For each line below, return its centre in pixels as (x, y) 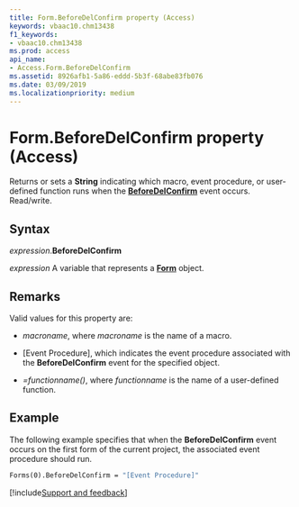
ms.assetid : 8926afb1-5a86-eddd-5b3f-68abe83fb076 (106, 77)
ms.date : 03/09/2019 (48, 85)
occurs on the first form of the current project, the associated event (135, 449)
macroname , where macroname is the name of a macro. (127, 336)
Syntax (30, 229)
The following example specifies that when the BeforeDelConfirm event (143, 439)
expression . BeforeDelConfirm (66, 251)
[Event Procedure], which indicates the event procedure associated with (156, 353)
